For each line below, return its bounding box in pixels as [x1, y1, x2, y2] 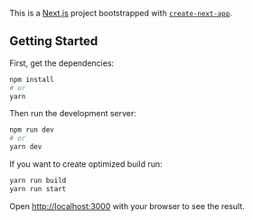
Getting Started [9, 33, 98, 49]
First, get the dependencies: [9, 58, 115, 69]
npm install [9, 75, 54, 84]
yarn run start [9, 184, 67, 193]
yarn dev [9, 142, 42, 151]
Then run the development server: [9, 108, 137, 119]
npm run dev [9, 125, 54, 134]
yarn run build [9, 176, 67, 186]
